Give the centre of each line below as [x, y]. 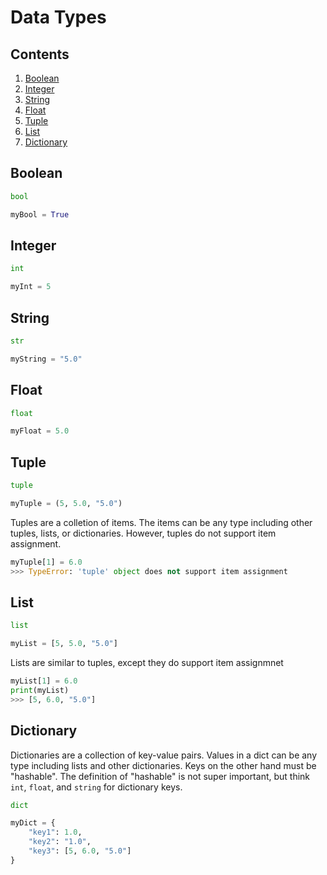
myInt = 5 [31, 287]
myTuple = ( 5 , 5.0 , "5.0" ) [66, 503]
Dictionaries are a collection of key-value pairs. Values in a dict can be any [164, 755]
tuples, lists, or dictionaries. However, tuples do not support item [143, 533]
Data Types [58, 17]
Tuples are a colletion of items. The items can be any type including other [161, 522]
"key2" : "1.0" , [60, 842]
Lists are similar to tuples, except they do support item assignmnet [147, 663]
